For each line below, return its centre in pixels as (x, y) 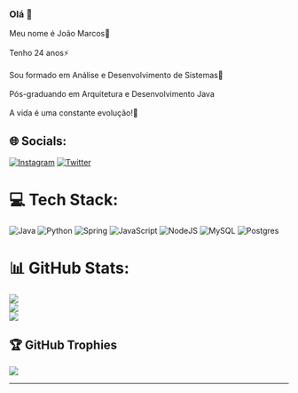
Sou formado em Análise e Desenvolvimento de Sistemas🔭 (116, 76)
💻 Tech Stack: (64, 200)
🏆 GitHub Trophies (63, 345)
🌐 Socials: (38, 141)
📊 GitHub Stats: (70, 268)
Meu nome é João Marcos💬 (60, 34)
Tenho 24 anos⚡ (39, 53)
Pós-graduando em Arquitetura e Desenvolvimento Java (112, 94)
